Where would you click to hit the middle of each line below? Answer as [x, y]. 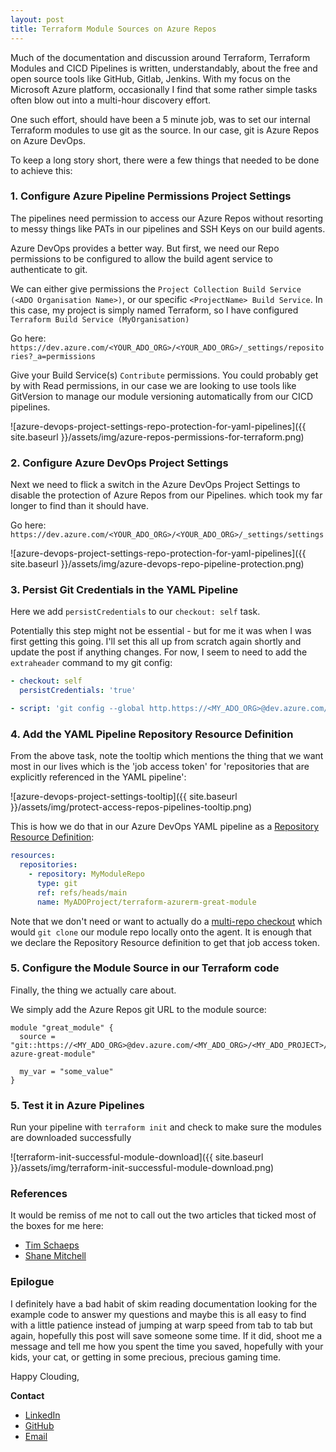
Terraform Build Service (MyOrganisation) [100, 319]
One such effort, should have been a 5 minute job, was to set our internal [160, 119]
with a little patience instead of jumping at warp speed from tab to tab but [161, 1325]
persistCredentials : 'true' [78, 691]
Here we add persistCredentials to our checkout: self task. [135, 612]
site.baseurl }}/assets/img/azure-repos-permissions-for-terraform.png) [157, 437]
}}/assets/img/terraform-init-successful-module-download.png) [142, 1168]
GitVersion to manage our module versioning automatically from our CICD [162, 396]
